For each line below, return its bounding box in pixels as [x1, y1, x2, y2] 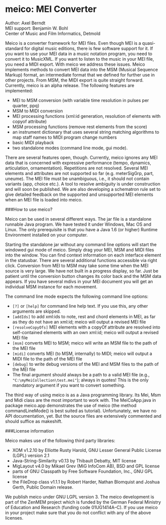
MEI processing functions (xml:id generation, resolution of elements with [12, 113, 161, 119]
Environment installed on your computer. [5, 232, 88, 238]
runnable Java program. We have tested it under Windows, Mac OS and [5, 221, 152, 227]
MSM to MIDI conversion [12, 108, 63, 114]
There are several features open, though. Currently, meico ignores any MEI [5, 154, 158, 160]
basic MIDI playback [12, 139, 55, 145]
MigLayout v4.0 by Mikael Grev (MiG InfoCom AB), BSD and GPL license [12, 463, 160, 469]
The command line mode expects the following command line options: [5, 293, 149, 299]
